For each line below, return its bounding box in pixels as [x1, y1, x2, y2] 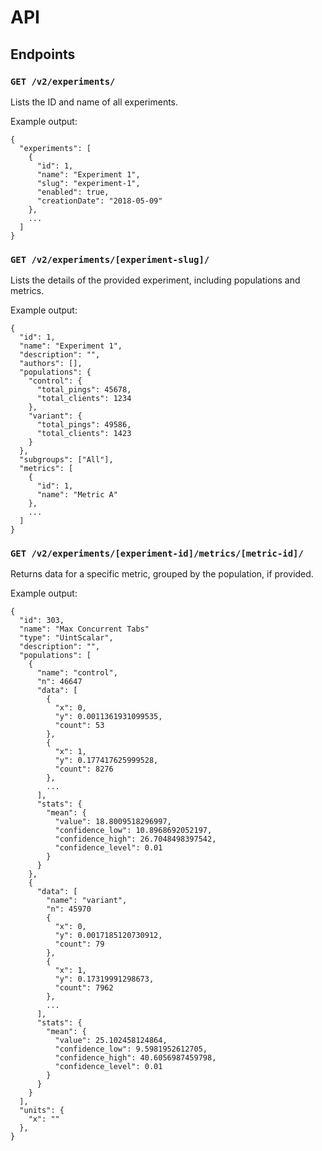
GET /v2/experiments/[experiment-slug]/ [10, 254, 210, 265]
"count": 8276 [54, 764, 114, 775]
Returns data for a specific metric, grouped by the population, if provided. [10, 568, 314, 580]
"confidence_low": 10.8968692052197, [54, 826, 213, 836]
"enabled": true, [36, 187, 110, 197]
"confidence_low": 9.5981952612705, [54, 1044, 208, 1055]
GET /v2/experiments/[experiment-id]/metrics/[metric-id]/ [10, 548, 304, 560]
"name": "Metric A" [36, 490, 118, 500]
